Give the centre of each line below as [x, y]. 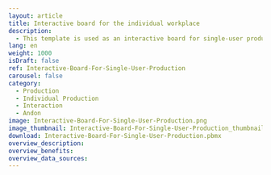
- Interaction [39, 106]
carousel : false [35, 76]
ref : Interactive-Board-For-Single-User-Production [97, 69]
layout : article [35, 16]
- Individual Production [57, 98]
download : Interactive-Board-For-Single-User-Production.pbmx [115, 135]
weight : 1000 [30, 53]
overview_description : [46, 143]
